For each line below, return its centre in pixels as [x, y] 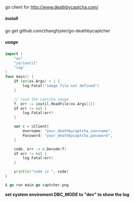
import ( [14, 54]
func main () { [20, 77]
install [11, 18]
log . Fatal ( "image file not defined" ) [61, 86]
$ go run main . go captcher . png [37, 185]
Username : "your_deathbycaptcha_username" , [67, 131]
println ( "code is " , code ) [41, 172]
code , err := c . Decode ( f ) [40, 149]
